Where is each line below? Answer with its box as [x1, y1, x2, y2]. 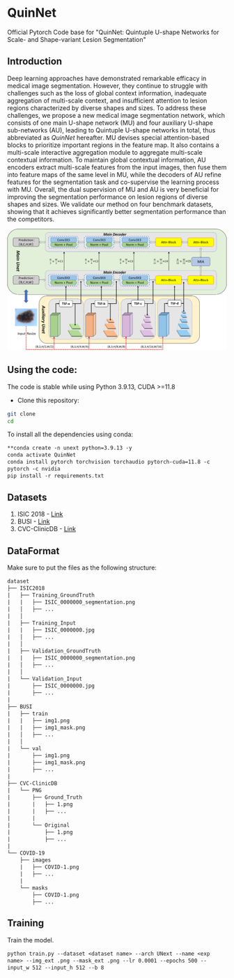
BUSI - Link [17, 517, 50, 526]
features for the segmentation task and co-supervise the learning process [7, 178, 219, 186]
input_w [7, 964, 30, 971]
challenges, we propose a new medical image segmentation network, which [7, 111, 225, 119]
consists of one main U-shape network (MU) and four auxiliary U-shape [7, 119, 214, 127]
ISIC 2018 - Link [17, 510, 63, 519]
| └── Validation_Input [7, 675, 82, 682]
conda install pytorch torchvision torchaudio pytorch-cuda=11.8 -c [7, 459, 210, 466]
